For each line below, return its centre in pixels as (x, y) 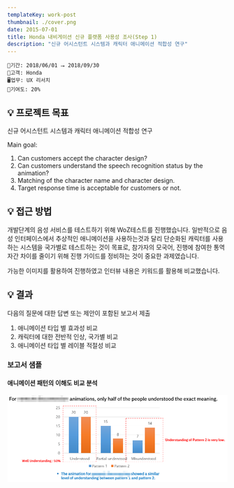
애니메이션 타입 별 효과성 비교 (57, 327)
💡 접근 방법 (30, 212)
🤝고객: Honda (25, 73)
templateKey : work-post (42, 15)
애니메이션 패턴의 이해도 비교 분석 (52, 383)
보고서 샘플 (25, 365)
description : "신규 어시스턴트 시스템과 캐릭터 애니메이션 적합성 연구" (97, 44)
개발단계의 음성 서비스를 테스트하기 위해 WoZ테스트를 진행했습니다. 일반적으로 (114, 230)
